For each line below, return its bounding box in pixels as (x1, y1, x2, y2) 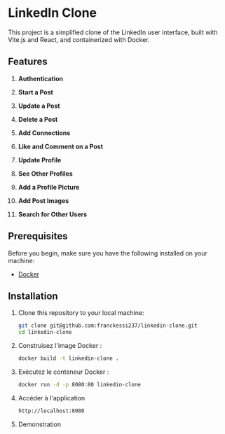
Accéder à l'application (18, 393, 86, 402)
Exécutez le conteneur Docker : (18, 367, 109, 376)
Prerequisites (8, 230, 68, 242)
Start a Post (18, 87, 53, 96)
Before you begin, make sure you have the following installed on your (8, 248, 207, 257)
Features (8, 56, 48, 68)
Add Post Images (18, 196, 69, 204)
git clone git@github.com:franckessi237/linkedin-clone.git (18, 322, 198, 330)
